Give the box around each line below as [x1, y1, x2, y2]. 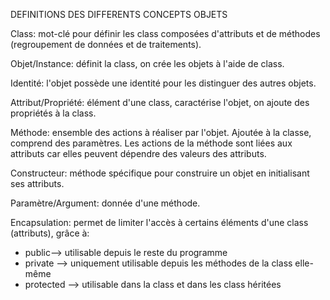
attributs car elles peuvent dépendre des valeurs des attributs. [10, 148, 267, 159]
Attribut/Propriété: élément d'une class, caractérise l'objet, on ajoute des [10, 97, 310, 108]
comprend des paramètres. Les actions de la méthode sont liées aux [10, 137, 293, 149]
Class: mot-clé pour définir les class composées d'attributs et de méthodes [10, 28, 321, 39]
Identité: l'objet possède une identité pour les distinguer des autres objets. [10, 77, 317, 89]
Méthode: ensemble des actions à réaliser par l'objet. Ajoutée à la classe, [10, 127, 312, 138]
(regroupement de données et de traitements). [10, 39, 202, 50]
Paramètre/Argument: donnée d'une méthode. [10, 197, 201, 209]
